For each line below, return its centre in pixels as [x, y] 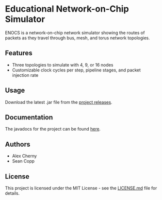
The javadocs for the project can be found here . [53, 129]
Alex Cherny [24, 156]
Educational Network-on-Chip [67, 9]
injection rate [25, 75]
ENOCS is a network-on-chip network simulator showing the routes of [75, 33]
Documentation [29, 117]
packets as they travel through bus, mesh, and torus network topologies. [78, 38]
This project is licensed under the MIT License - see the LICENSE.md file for [81, 188]
